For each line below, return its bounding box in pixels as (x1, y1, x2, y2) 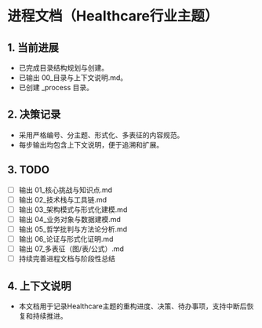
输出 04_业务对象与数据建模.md (18, 214, 121, 224)
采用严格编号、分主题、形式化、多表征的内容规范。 (18, 130, 184, 140)
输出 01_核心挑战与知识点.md (18, 185, 113, 195)
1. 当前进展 (7, 41, 60, 54)
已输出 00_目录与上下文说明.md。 (18, 73, 128, 82)
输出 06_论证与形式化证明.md (18, 234, 114, 243)
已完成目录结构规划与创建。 (18, 64, 109, 72)
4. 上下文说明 (7, 279, 71, 293)
